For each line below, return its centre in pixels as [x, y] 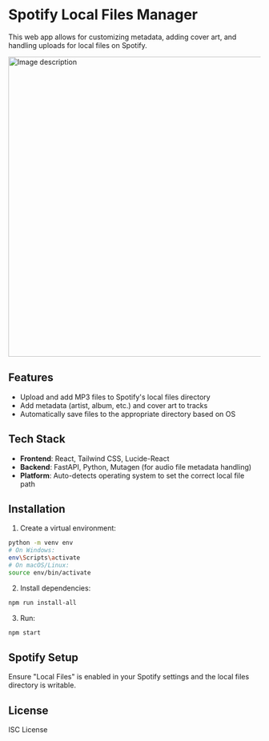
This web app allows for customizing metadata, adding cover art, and [122, 37]
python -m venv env [41, 543]
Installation [37, 509]
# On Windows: [32, 551]
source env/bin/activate [50, 573]
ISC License [28, 730]
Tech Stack [37, 439]
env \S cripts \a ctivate [44, 558]
